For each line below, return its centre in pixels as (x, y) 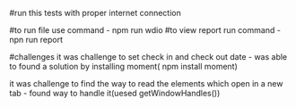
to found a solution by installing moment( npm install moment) (123, 66)
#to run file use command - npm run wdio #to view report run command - (145, 30)
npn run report (36, 40)
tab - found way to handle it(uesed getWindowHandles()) (115, 93)
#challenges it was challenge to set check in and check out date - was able (148, 57)
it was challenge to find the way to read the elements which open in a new (146, 83)
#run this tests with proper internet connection (95, 13)
